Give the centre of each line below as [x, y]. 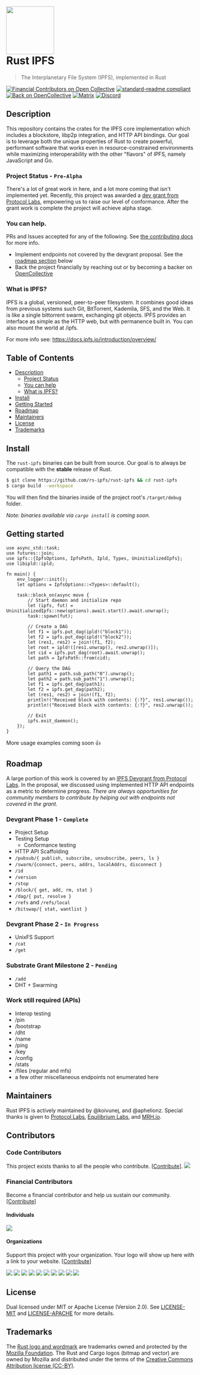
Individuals [20, 1215]
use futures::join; [30, 553]
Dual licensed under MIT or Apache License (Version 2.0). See [83, 1307]
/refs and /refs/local [42, 902]
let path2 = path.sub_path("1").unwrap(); [81, 679]
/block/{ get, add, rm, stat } [54, 890]
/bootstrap [28, 1026]
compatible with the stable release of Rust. [59, 470]
